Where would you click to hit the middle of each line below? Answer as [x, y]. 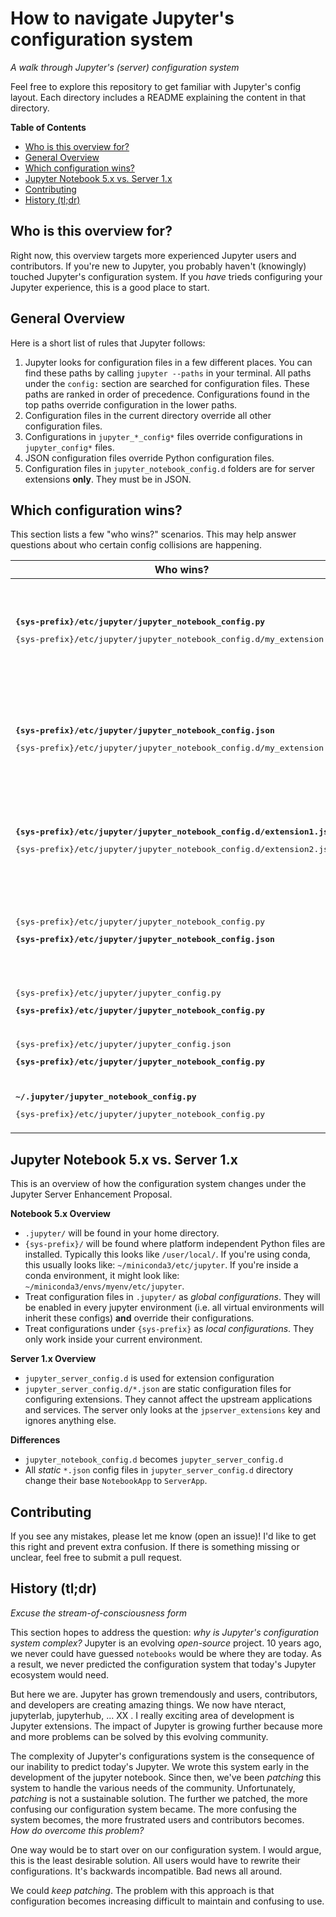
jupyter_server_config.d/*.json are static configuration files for [158, 1389]
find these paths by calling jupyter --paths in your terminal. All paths [168, 373]
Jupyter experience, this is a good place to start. [110, 287]
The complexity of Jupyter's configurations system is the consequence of [162, 1756]
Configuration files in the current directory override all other [148, 415]
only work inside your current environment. [113, 1339]
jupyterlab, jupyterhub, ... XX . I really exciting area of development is [152, 1715]
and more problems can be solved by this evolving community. [139, 1736]
